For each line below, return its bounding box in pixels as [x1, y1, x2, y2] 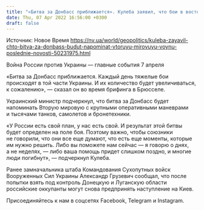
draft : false [6, 20, 39, 26]
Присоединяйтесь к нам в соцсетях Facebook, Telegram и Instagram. [6, 197, 185, 205]
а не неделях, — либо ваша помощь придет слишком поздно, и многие [6, 148, 192, 155]
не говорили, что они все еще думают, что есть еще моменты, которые [6, 135, 192, 142]
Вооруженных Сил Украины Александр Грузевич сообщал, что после [6, 172, 187, 180]
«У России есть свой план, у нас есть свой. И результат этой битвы [6, 122, 183, 130]
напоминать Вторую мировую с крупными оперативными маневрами [6, 104, 189, 111]
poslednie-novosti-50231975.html [6, 50, 91, 57]
